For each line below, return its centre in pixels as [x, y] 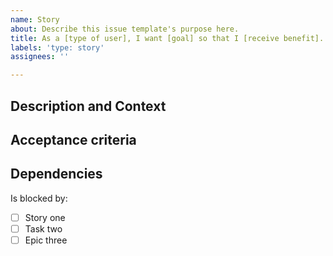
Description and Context [88, 106]
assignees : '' [40, 57]
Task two [43, 228]
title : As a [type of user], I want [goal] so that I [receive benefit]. [167, 38]
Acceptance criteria [73, 139]
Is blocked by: [39, 198]
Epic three [46, 240]
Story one [45, 217]
